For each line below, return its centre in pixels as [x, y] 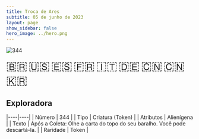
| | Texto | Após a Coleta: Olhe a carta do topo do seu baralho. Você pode [96, 123]
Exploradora [29, 103]
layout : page [22, 22]
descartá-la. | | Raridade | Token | [47, 130]
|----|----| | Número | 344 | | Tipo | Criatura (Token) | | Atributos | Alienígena [99, 117]
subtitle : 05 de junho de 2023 [45, 17]
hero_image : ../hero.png [37, 34]
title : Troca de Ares [33, 12]
